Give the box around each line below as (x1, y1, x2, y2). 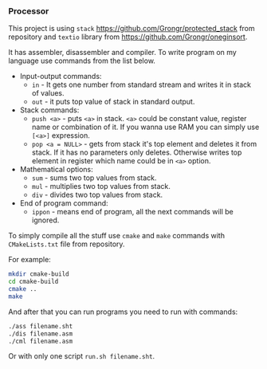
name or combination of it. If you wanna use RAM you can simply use (31, 122, 260, 132)
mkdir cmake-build (8, 270, 69, 278)
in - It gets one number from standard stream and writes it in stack (31, 80, 252, 89)
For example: (8, 255, 52, 265)
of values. (31, 88, 65, 98)
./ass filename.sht (8, 322, 73, 330)
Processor (8, 6, 49, 17)
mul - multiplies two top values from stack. (31, 182, 171, 191)
